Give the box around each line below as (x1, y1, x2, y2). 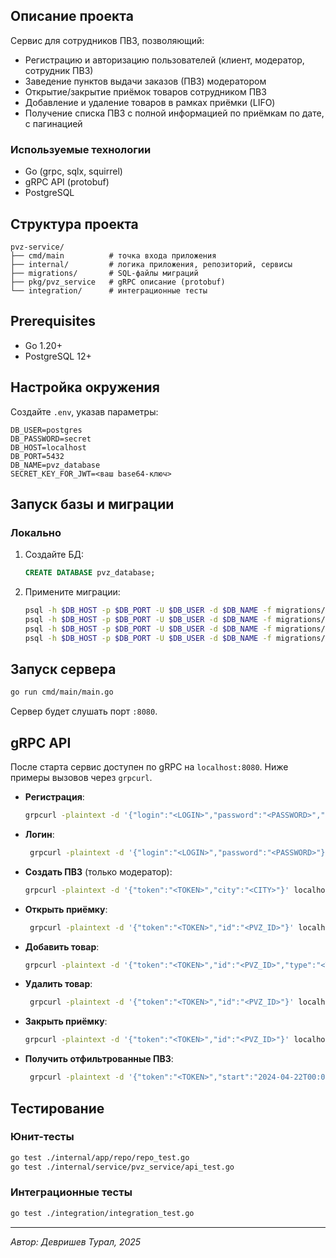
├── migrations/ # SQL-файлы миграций (10, 268, 199, 278)
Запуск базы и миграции (10, 495, 175, 513)
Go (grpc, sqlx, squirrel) (24, 165, 123, 178)
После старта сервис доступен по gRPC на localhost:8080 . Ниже (10, 761, 289, 773)
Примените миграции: (24, 586, 121, 598)
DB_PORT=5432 (10, 451, 65, 461)
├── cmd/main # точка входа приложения (10, 250, 217, 261)
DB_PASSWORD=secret (10, 434, 92, 444)
